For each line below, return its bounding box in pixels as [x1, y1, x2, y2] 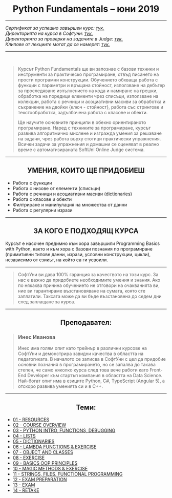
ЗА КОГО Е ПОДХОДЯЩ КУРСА [33, 226, 139, 236]
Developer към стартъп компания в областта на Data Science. [27, 372, 163, 379]
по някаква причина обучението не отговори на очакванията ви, [17, 282, 160, 288]
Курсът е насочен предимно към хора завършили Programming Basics [5, 240, 160, 246]
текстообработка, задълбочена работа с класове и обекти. [17, 109, 148, 115]
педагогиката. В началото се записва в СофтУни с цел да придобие [17, 356, 166, 362]
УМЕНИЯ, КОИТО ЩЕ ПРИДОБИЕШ [27, 166, 145, 175]
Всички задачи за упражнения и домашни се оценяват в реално [17, 141, 159, 147]
